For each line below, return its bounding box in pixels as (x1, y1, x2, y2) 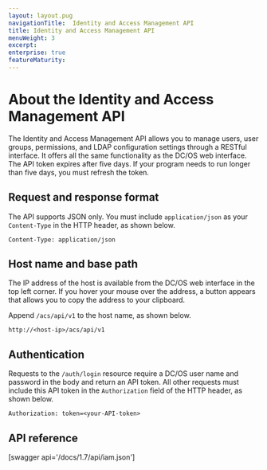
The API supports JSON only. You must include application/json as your (8, 212, 249, 221)
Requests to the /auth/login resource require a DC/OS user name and (8, 369, 239, 378)
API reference (8, 431, 78, 445)
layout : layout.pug (8, 11, 73, 20)
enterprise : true (8, 49, 66, 57)
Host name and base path (8, 257, 138, 271)
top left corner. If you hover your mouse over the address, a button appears (8, 287, 257, 296)
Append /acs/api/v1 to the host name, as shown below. (8, 311, 191, 320)
